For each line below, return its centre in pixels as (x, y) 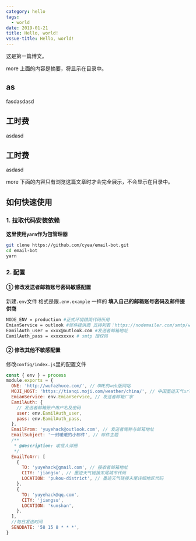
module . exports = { (30, 381)
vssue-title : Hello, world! (40, 39)
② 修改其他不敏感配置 (33, 350)
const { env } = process (36, 375)
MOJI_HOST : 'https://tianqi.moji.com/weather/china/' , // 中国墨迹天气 (97, 392)
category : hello (26, 11)
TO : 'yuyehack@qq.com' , (50, 495)
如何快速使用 (29, 202)
